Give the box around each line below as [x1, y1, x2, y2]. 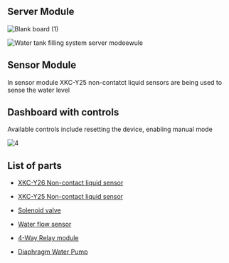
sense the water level [7, 86, 70, 94]
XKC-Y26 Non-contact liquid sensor [17, 178, 124, 187]
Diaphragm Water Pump [17, 247, 88, 256]
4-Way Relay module [17, 234, 79, 242]
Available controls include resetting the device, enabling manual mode [7, 125, 213, 134]
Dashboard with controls [7, 106, 119, 118]
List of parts [7, 160, 63, 172]
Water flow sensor [17, 220, 72, 229]
